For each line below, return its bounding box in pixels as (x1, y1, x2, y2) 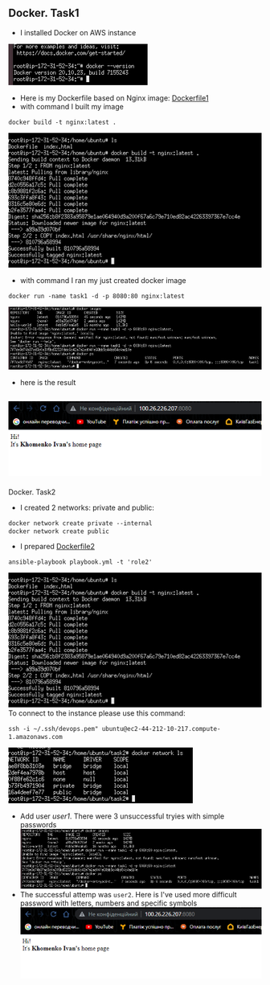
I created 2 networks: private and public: (19, 503, 155, 512)
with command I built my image (19, 101, 125, 111)
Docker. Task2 (8, 486, 56, 497)
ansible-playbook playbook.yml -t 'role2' (8, 558, 153, 566)
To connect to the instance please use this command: (8, 708, 186, 718)
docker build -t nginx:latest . (8, 118, 117, 126)
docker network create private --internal (8, 519, 153, 527)
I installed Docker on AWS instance (19, 27, 137, 37)
